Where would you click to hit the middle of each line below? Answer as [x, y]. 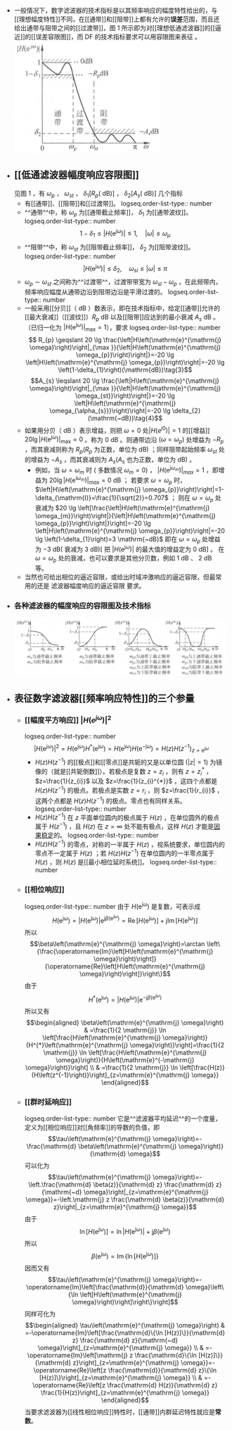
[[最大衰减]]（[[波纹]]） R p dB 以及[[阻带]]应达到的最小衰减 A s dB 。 [122, 317]
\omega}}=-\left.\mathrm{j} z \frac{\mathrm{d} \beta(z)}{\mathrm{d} [125, 1199]
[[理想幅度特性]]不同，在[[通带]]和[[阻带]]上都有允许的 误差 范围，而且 [114, 19]
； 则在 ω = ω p [192, 498]
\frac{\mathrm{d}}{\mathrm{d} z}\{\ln [162, 1370]
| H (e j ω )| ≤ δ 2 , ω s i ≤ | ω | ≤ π [125, 269]
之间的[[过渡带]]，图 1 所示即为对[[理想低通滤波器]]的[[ [136, 28]
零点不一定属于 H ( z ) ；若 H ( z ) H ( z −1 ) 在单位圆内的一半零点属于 [124, 852]
